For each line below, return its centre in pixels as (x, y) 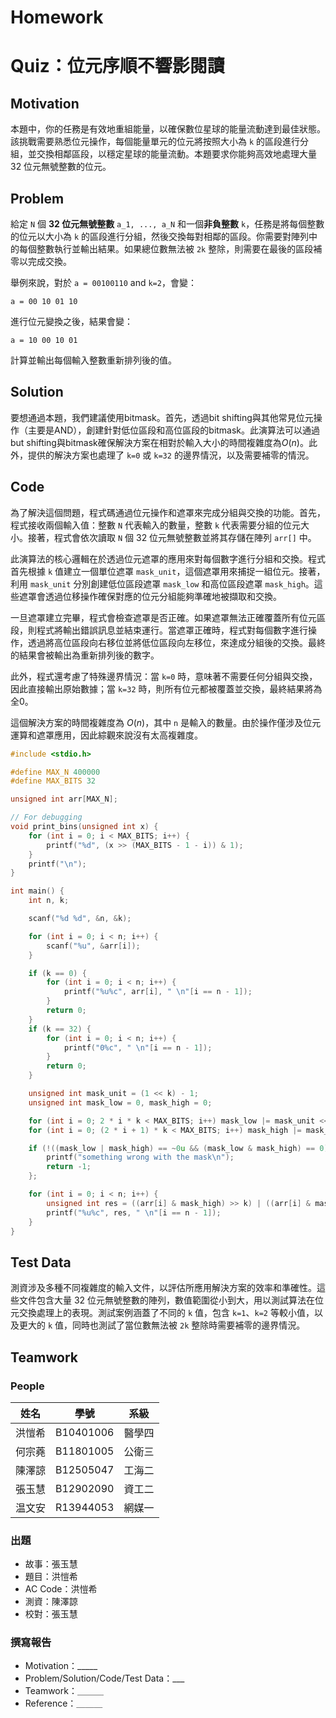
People (27, 1386)
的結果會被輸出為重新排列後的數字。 (85, 655)
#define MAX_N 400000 (55, 772)
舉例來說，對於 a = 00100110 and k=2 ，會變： (103, 282)
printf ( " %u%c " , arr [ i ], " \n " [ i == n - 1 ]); (158, 992)
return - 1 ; (69, 1167)
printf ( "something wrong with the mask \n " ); (140, 1157)
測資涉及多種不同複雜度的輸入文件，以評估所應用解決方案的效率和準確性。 (163, 1288)
